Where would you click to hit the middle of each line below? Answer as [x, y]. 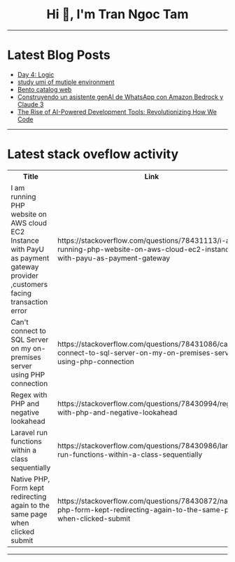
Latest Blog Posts [59, 55]
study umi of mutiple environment [66, 82]
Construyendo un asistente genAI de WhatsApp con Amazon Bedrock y [120, 97]
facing [21, 293]
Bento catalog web [44, 89]
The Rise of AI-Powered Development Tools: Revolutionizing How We [117, 112]
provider [24, 275]
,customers [29, 284]
